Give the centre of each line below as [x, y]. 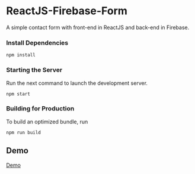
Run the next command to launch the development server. [77, 83]
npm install [21, 55]
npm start [18, 94]
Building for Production [40, 109]
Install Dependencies [37, 43]
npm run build [24, 132]
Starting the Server [34, 70]
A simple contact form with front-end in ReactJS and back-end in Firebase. [98, 27]
